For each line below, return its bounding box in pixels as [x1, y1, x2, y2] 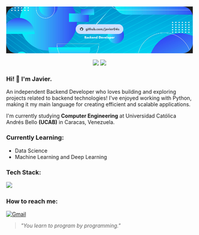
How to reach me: [6, 197, 58, 205]
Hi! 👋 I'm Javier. [6, 75, 52, 83]
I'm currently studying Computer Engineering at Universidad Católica [6, 112, 176, 119]
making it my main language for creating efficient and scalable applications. [6, 101, 191, 108]
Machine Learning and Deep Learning [14, 153, 108, 160]
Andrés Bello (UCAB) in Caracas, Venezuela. [6, 119, 115, 126]
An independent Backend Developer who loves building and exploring [6, 88, 176, 96]
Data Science [14, 147, 48, 154]
